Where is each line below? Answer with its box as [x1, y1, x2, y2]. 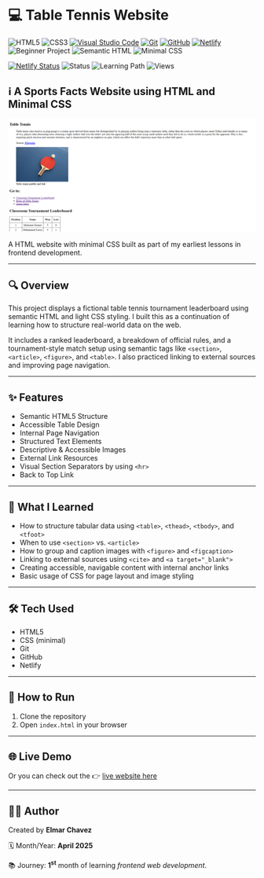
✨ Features [8, 391, 64, 404]
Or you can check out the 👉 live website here [8, 771, 157, 781]
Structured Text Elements [19, 437, 102, 446]
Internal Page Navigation [19, 428, 100, 438]
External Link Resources [19, 454, 98, 463]
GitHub [19, 652, 43, 661]
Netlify [19, 660, 42, 670]
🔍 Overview [8, 279, 69, 292]
